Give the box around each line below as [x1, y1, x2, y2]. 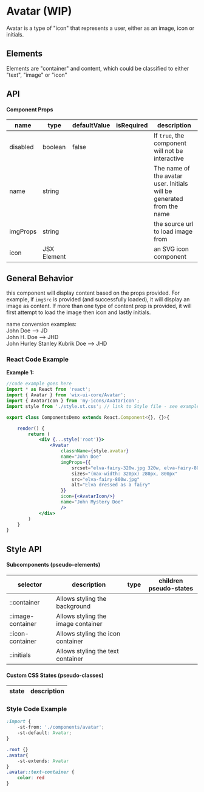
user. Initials [154, 180, 188, 188]
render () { [17, 425, 45, 432]
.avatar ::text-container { [6, 769, 75, 776]
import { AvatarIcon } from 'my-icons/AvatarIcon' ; [6, 398, 140, 404]
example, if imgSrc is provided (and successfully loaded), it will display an [6, 296, 190, 303]
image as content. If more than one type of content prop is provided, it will [6, 303, 192, 310]
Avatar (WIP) [6, 4, 72, 18]
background [56, 601, 91, 610]
